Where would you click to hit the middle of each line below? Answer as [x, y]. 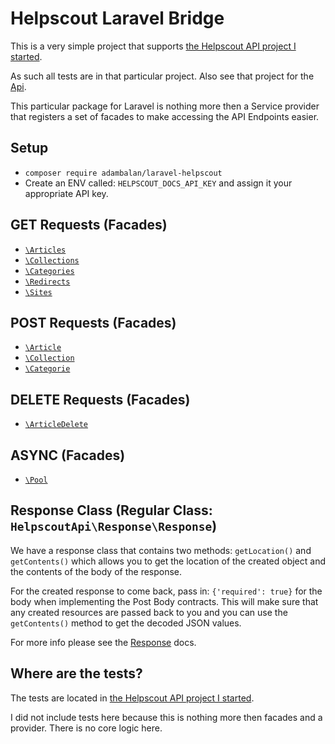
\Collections [52, 260]
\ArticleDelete [56, 425]
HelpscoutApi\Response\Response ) [114, 526]
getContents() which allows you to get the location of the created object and [168, 561]
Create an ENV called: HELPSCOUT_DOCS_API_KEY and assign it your [158, 183]
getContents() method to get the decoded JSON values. [126, 623]
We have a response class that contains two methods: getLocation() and [161, 550]
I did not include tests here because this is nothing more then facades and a [166, 717]
